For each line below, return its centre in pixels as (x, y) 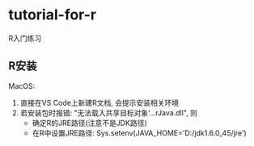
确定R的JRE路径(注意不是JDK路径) (89, 123)
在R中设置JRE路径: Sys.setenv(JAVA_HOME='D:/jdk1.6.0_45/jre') (139, 133)
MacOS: (22, 86)
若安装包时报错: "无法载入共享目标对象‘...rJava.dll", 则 (109, 113)
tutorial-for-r (53, 15)
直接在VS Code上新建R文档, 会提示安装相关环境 (99, 102)
